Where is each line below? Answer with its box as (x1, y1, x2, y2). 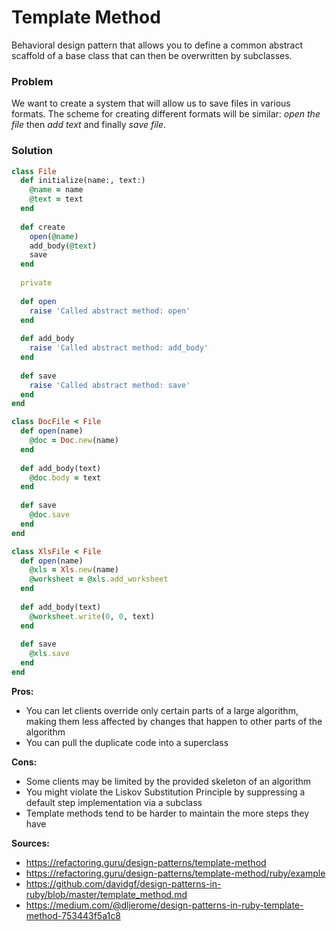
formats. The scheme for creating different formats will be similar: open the (11, 108, 321, 120)
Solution (11, 144, 54, 158)
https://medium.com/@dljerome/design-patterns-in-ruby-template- (25, 899, 304, 911)
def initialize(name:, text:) (20, 176, 146, 186)
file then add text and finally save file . (11, 119, 167, 131)
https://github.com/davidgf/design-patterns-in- (25, 877, 222, 890)
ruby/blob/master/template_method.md (25, 888, 188, 900)
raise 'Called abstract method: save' (29, 380, 191, 390)
